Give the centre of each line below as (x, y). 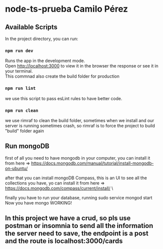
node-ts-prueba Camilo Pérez (66, 9)
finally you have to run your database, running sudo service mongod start (79, 197)
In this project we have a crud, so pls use (68, 218)
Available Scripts (31, 27)
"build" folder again (25, 131)
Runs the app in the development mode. (45, 61)
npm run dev (19, 51)
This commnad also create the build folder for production (62, 76)
